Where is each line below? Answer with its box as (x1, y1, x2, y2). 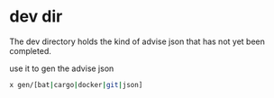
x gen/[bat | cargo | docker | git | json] (9, 80, 143, 89)
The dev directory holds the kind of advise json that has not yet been (9, 36, 266, 47)
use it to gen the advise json (9, 63, 114, 74)
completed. (9, 45, 51, 56)
